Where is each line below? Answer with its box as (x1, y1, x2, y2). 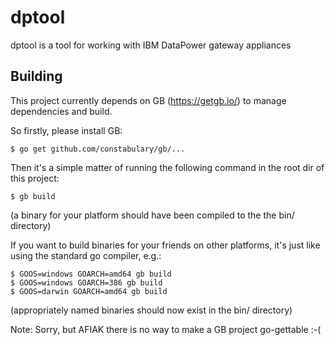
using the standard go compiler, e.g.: (10, 249, 162, 261)
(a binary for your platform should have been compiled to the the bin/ (10, 209, 295, 221)
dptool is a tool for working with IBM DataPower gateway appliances (10, 39, 292, 51)
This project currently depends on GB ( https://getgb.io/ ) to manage (10, 94, 287, 106)
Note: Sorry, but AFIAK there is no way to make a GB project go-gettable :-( (10, 323, 322, 335)
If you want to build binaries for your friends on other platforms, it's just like (10, 239, 321, 251)
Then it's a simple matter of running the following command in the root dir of (10, 161, 325, 173)
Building (10, 68, 63, 85)
